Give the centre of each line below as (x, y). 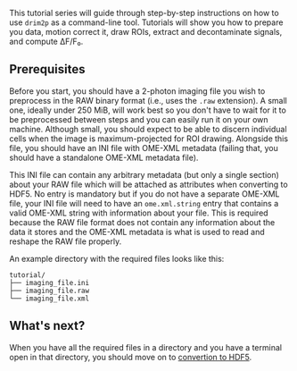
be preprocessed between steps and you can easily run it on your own (139, 119)
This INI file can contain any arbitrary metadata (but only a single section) (144, 174)
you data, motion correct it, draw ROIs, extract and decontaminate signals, (146, 32)
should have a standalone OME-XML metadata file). (104, 157)
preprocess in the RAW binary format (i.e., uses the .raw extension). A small (148, 100)
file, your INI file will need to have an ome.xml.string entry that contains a (144, 203)
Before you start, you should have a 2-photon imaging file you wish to (137, 91)
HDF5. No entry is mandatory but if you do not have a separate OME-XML (144, 194)
